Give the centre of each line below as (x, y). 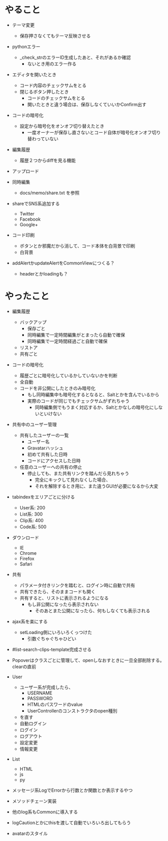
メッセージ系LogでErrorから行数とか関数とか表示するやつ (72, 790)
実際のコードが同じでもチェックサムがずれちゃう (78, 401)
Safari (26, 564)
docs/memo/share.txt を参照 (49, 193)
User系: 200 (32, 507)
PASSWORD (40, 698)
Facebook (30, 219)
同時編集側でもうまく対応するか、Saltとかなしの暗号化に (94, 407)
